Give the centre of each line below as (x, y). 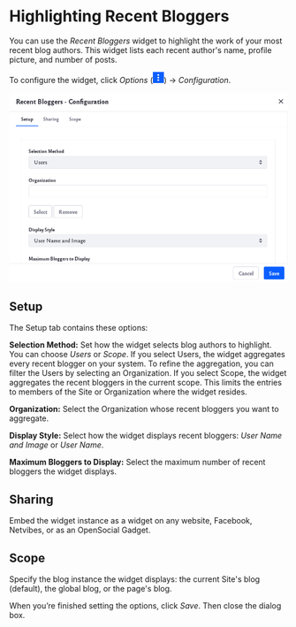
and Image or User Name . (57, 445)
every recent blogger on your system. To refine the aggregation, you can (141, 363)
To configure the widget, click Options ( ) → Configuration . (120, 80)
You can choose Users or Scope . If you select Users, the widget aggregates (147, 355)
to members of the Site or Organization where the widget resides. (128, 392)
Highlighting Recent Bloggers (119, 16)
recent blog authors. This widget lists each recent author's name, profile (140, 50)
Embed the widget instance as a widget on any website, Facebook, (131, 521)
